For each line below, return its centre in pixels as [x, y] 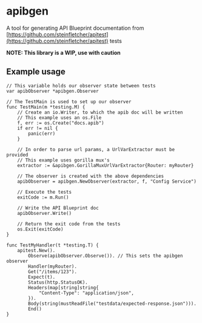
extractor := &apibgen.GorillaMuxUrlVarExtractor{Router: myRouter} [106, 165]
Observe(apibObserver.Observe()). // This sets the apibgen [106, 256]
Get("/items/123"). [53, 271]
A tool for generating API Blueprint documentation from [75, 28]
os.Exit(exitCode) [40, 229]
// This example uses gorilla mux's [64, 160]
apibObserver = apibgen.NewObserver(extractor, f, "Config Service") [107, 181]
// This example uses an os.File [59, 117]
